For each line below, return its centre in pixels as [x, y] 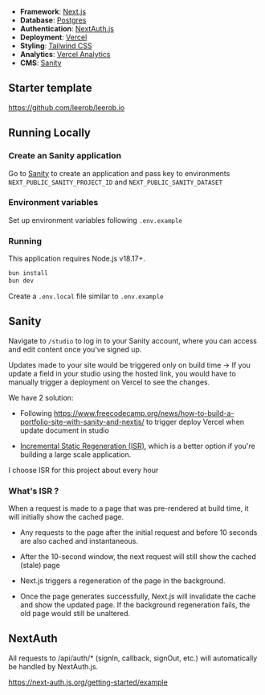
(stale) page [40, 565]
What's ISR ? [34, 491]
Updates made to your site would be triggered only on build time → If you [130, 364]
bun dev [21, 281]
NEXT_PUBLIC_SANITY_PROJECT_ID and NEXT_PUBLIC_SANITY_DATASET [116, 182]
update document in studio [65, 430]
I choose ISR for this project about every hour [84, 470]
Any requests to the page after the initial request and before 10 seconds [139, 532]
